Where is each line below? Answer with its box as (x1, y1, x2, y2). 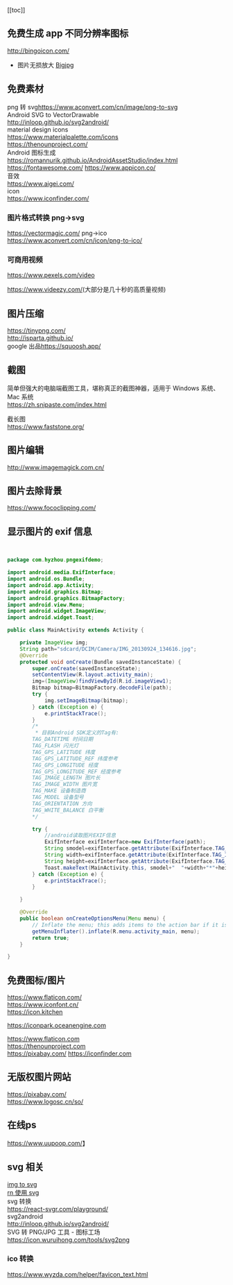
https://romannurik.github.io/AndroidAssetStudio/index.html (7, 156, 178, 164)
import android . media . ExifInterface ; (7, 569, 116, 576)
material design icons (7, 125, 69, 134)
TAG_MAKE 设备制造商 (32, 787, 87, 794)
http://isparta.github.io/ (7, 334, 74, 342)
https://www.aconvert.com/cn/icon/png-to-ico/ (7, 236, 143, 245)
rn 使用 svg (7, 1188, 40, 1196)
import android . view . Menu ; (7, 601, 85, 609)
